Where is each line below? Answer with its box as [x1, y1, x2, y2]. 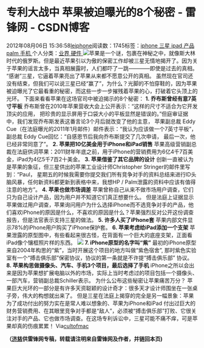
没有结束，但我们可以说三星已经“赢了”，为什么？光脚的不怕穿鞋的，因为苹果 [6, 79, 197, 87]
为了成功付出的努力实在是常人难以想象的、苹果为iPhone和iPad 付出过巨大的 [6, 299, 196, 307]
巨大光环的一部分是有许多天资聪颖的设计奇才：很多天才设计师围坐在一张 [11, 284, 192, 292]
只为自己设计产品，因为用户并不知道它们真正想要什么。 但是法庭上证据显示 [6, 193, 194, 201]
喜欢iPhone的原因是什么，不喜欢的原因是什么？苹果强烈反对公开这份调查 [11, 209, 194, 216]
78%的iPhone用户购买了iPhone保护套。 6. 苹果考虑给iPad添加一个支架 [11, 224, 189, 231]
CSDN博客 [37, 21, 90, 35]
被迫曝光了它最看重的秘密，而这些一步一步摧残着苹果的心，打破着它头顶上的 [6, 87, 198, 95]
